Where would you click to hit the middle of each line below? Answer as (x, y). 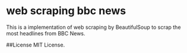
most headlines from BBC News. (46, 33)
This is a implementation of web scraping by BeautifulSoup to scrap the (93, 27)
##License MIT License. (36, 45)
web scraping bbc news (66, 11)
